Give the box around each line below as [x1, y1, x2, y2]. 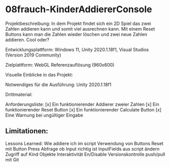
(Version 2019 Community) [5, 52, 62, 58]
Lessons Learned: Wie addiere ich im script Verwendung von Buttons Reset [5, 140, 164, 146]
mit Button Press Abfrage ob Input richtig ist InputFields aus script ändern [5, 146, 160, 152]
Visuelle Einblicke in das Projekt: [5, 71, 73, 77]
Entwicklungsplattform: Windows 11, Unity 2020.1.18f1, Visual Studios [5, 46, 149, 52]
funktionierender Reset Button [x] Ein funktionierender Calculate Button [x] [5, 106, 162, 113]
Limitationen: [5, 127, 48, 135]
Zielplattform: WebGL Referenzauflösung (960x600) [5, 62, 115, 68]
